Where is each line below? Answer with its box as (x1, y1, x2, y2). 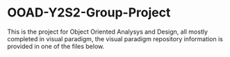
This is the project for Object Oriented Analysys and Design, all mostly (7, 27, 208, 36)
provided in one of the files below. (7, 42, 105, 50)
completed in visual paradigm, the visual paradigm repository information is (7, 34, 224, 43)
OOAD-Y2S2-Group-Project (7, 5, 171, 21)
